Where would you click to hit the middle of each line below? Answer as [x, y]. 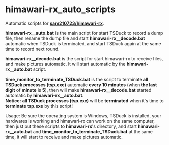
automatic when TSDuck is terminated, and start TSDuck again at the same [83, 43]
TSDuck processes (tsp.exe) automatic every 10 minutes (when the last [81, 85]
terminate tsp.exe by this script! [39, 106]
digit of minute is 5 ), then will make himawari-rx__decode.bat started [78, 90]
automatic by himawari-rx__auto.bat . [44, 95]
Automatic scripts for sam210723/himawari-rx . [55, 23]
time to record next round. [32, 49]
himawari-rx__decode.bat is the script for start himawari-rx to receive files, [84, 58]
